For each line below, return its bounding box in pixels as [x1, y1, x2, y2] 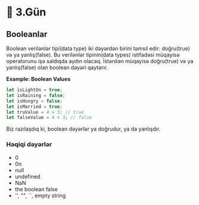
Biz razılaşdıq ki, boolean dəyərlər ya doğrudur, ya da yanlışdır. [6, 125, 161, 133]
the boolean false [14, 185, 58, 192]
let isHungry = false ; [6, 98, 63, 104]
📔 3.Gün [6, 5, 47, 19]
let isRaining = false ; [6, 92, 66, 98]
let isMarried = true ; [6, 104, 63, 110]
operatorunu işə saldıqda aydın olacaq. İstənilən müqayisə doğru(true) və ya [6, 58, 194, 64]
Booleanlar [6, 29, 48, 39]
